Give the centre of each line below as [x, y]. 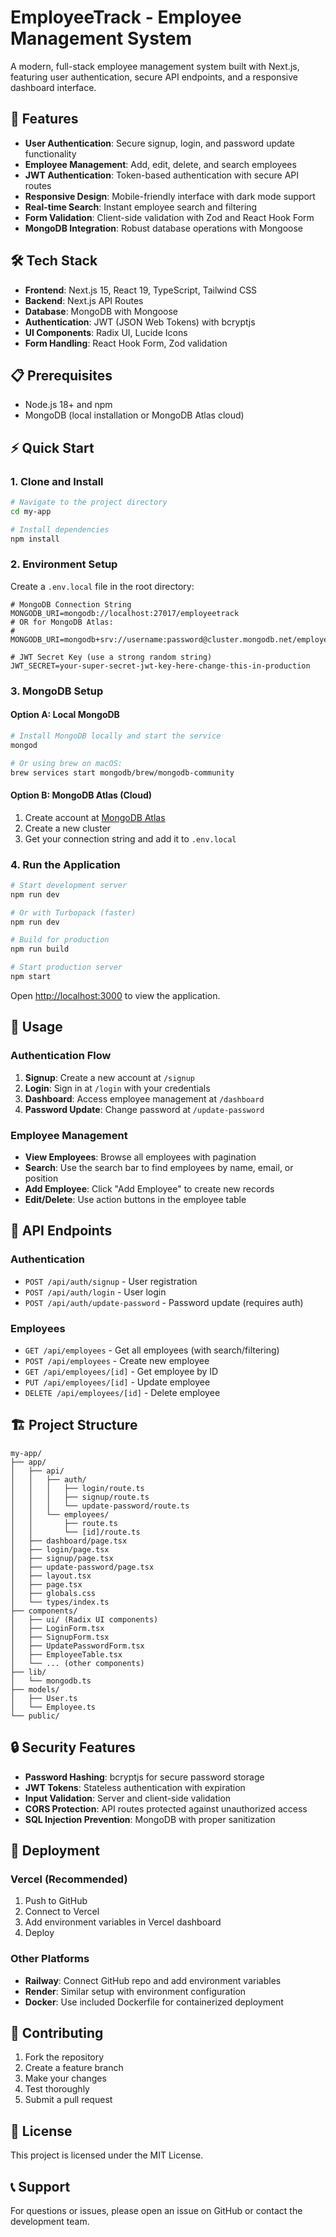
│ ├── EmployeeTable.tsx [66, 1654]
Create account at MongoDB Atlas [95, 817]
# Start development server [69, 885]
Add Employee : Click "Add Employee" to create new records [149, 1188]
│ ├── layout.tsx [51, 1576]
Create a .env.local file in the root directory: [102, 586]
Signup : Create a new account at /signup [110, 1077]
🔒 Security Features [73, 1747]
